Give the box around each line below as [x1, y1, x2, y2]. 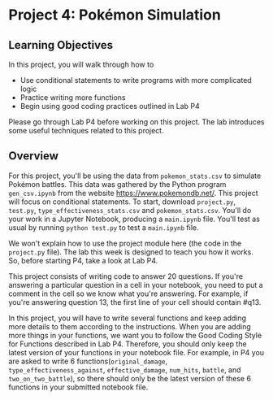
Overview [8, 149, 59, 163]
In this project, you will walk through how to [8, 59, 154, 69]
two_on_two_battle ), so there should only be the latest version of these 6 [8, 373, 252, 383]
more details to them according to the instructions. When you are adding [8, 321, 252, 331]
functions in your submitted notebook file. [8, 382, 149, 392]
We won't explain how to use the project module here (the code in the [8, 238, 242, 248]
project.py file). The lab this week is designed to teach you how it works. [8, 246, 253, 257]
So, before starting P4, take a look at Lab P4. [8, 255, 158, 265]
